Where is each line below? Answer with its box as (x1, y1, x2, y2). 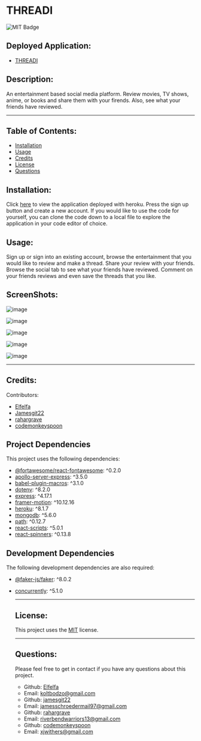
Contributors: (6, 391, 39, 398)
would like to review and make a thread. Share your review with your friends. (6, 259, 195, 267)
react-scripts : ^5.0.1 (14, 524, 63, 531)
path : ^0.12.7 (14, 518, 46, 525)
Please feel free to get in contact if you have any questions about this (14, 665, 186, 673)
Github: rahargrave (23, 709, 71, 716)
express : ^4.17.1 (14, 492, 52, 500)
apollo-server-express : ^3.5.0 (14, 473, 88, 480)
